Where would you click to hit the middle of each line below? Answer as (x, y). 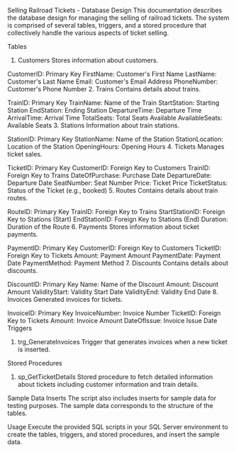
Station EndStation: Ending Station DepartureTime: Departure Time (105, 110)
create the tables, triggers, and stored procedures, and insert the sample (113, 434)
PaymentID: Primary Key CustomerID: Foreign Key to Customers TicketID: (114, 248)
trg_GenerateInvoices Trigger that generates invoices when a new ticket (123, 342)
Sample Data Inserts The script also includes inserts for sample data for (112, 398)
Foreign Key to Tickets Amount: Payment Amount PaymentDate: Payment (114, 255)
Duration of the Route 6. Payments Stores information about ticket (103, 227)
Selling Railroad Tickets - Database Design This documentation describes (115, 10)
